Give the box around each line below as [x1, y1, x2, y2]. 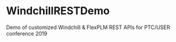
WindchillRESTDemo [6, 4, 110, 18]
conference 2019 [6, 30, 47, 37]
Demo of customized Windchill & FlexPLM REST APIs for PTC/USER [6, 24, 170, 31]
